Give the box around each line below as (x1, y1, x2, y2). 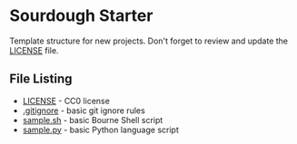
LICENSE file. (9, 44, 59, 55)
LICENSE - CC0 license (22, 95, 111, 106)
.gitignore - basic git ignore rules (22, 105, 145, 116)
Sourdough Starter (9, 5, 153, 26)
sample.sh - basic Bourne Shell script (22, 114, 163, 125)
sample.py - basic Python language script (22, 124, 179, 135)
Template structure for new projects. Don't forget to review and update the (9, 35, 289, 46)
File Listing (9, 72, 73, 87)
